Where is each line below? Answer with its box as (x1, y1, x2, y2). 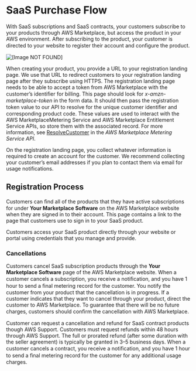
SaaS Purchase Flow (6, 4, 107, 17)
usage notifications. (6, 165, 54, 172)
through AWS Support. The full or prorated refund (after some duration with (6, 332, 188, 339)
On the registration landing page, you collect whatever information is (6, 146, 171, 153)
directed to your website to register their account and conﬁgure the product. (6, 42, 190, 49)
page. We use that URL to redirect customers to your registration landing (6, 71, 181, 78)
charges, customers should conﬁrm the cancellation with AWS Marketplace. (6, 308, 189, 315)
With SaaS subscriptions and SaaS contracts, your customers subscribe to (6, 23, 185, 30)
